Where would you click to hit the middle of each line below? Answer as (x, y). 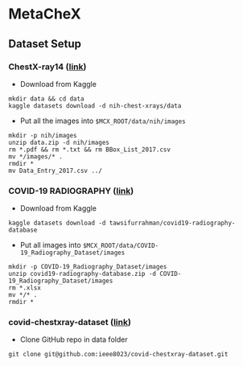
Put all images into (51, 245)
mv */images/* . (35, 156)
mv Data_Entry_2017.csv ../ (56, 171)
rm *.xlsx (25, 288)
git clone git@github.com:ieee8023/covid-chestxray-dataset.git (118, 355)
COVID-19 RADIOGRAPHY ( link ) (71, 191)
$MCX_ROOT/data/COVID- (121, 246)
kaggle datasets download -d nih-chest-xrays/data (95, 105)
